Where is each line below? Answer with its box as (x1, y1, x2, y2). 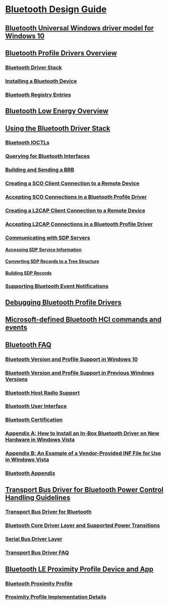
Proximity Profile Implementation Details (5, 593, 107, 600)
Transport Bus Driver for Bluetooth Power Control (5, 485, 164, 494)
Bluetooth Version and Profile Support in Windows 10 (5, 355, 138, 362)
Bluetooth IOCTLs (5, 139, 49, 146)
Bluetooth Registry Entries (5, 91, 72, 98)
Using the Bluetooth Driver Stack (5, 124, 110, 133)
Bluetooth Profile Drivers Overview (5, 49, 117, 57)
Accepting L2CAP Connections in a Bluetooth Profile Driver (5, 220, 153, 227)
